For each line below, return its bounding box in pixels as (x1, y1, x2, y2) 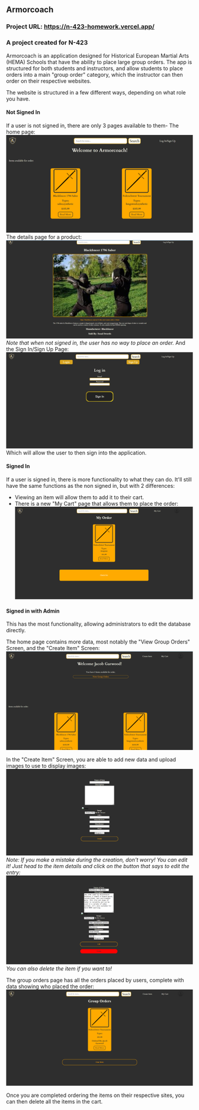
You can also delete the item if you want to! (6, 965, 113, 972)
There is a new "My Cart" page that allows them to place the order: (14, 500, 179, 507)
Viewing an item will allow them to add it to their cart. (14, 494, 144, 501)
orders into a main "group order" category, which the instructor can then (6, 71, 184, 78)
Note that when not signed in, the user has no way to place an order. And (6, 339, 185, 346)
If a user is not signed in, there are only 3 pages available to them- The (6, 122, 179, 129)
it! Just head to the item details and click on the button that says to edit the (6, 862, 190, 869)
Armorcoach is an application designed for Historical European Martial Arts (6, 52, 190, 59)
